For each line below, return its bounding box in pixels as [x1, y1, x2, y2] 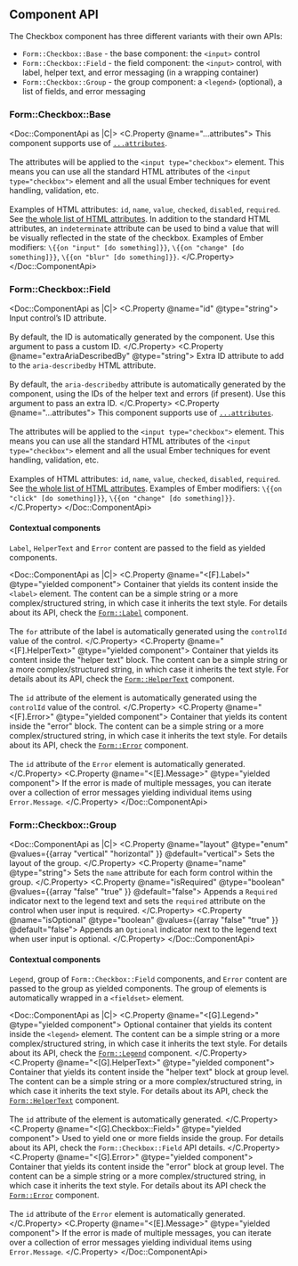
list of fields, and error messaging [21, 86, 146, 96]
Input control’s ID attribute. [9, 313, 107, 323]
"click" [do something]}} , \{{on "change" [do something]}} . [9, 493, 236, 503]
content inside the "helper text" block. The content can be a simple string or [9, 654, 288, 665]
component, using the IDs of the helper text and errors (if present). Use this [9, 388, 286, 399]
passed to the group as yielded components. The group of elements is [9, 984, 267, 994]
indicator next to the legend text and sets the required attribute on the [9, 895, 266, 906]
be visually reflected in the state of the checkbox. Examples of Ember [9, 233, 264, 243]
